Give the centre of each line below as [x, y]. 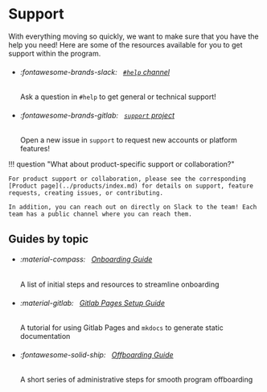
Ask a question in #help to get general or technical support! [118, 97]
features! [35, 149]
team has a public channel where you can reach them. [101, 214]
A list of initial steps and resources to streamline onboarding [119, 284]
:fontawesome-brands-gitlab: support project [97, 115]
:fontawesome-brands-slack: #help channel [95, 72]
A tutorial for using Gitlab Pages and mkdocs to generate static [121, 328]
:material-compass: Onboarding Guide [86, 259]
